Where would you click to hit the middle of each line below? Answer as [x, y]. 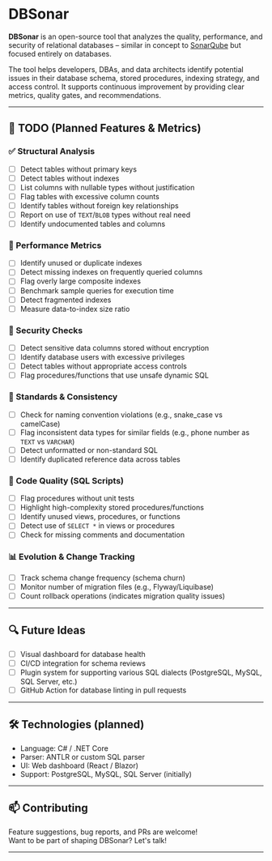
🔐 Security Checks [46, 330]
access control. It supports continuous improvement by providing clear [126, 87]
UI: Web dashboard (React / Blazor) [79, 765]
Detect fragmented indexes [66, 300]
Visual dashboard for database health [83, 654]
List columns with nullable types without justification [107, 187]
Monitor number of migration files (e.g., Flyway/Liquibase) [117, 586]
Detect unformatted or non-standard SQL [89, 450]
